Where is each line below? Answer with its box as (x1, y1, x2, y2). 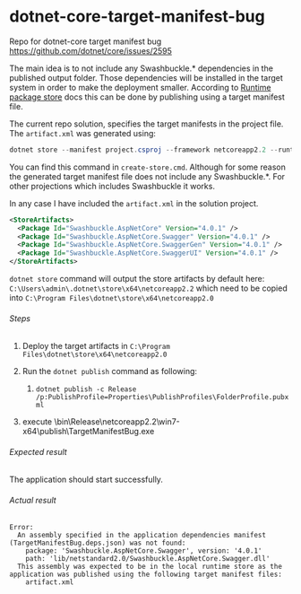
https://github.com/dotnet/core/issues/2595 (9, 45, 173, 56)
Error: (9, 522, 34, 531)
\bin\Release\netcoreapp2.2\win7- (53, 416, 181, 427)
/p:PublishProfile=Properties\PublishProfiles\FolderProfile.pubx (35, 393, 289, 402)
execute (21, 416, 53, 427)
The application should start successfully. (9, 474, 164, 485)
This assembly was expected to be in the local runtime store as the (17, 562, 282, 571)
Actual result (9, 495, 56, 506)
